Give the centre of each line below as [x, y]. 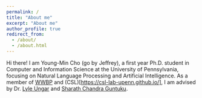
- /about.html [29, 46]
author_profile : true [34, 29]
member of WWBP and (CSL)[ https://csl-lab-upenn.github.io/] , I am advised [101, 82]
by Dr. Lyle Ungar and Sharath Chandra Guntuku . [67, 88]
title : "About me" [29, 18]
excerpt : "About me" [32, 23]
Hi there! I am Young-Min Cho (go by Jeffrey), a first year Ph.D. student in [98, 63]
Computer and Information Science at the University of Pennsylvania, [93, 69]
